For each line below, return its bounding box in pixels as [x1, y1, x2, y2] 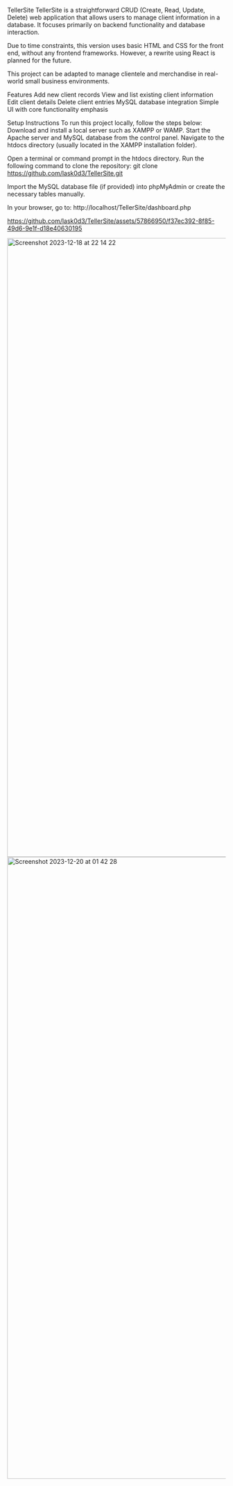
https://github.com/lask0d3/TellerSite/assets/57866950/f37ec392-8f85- [7, 217, 215, 225]
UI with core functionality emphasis [7, 106, 109, 113]
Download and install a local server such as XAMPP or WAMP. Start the [7, 126, 211, 134]
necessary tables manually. [7, 190, 85, 198]
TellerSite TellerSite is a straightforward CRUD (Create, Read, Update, [7, 6, 206, 14]
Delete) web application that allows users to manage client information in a [7, 13, 221, 22]
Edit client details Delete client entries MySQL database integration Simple [7, 98, 219, 106]
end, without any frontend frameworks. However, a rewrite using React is [7, 49, 216, 57]
